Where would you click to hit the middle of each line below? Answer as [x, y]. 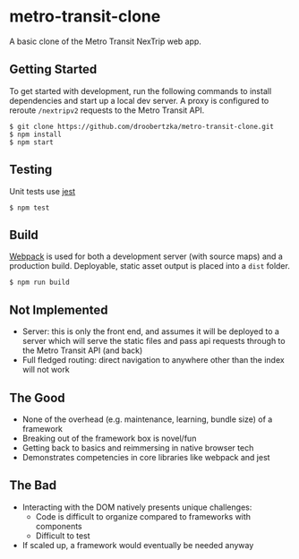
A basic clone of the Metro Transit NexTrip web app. [105, 41]
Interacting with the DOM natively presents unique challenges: [137, 507]
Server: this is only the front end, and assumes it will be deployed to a [151, 331]
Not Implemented [59, 310]
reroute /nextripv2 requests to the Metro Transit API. [107, 110]
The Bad [33, 486]
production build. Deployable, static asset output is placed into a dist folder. [150, 266]
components [59, 526]
